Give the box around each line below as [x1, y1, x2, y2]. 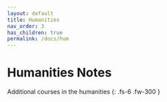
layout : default [7, 10, 54, 17]
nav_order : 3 [7, 23, 45, 29]
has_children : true [7, 29, 63, 36]
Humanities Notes [7, 65, 112, 81]
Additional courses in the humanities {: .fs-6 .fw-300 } [7, 88, 160, 96]
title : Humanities [7, 16, 60, 23]
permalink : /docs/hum [7, 36, 69, 42]
